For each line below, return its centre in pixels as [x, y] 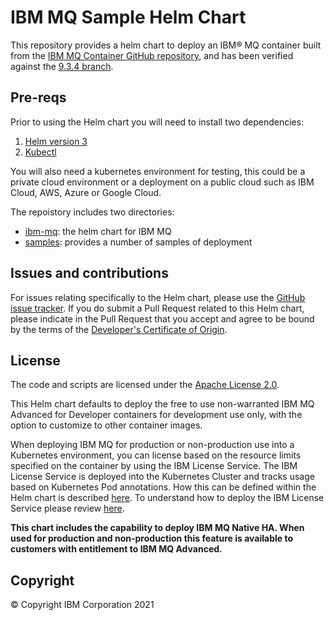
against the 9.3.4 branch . [62, 66]
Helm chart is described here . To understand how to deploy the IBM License [167, 498]
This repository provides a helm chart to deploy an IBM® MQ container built [166, 45]
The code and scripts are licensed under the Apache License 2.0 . [145, 385]
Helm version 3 [56, 141]
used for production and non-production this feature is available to [151, 538]
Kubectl [40, 152]
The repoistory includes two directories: [92, 212]
